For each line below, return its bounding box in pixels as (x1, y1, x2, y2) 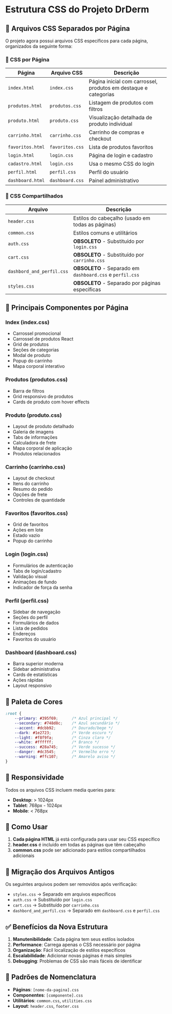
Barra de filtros (12, 387, 45, 394)
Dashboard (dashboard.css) (5, 649, 77, 656)
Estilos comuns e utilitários (73, 229, 138, 236)
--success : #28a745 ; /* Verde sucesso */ (14, 744, 116, 750)
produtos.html (8, 103, 42, 109)
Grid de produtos (12, 341, 49, 348)
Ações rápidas (12, 677, 44, 683)
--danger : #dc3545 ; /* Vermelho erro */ (14, 750, 116, 755)
